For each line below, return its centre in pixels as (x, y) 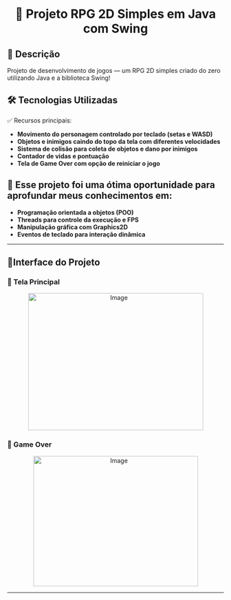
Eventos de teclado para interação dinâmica (81, 234)
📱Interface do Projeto (54, 262)
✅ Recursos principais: (40, 120)
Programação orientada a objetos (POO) (75, 212)
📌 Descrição (34, 54)
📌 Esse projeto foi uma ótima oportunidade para (111, 185)
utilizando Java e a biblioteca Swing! (59, 78)
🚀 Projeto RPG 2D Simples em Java (115, 14)
